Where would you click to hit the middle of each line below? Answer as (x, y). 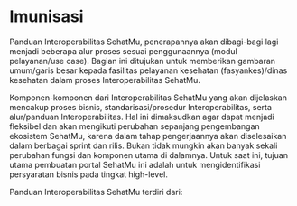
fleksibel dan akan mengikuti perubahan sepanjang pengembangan (135, 126)
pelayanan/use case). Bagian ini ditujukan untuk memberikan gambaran (143, 61)
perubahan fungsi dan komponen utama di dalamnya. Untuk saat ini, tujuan (149, 154)
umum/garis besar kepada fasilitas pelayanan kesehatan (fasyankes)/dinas (148, 70)
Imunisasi (46, 17)
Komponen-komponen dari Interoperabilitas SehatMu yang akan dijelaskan (148, 98)
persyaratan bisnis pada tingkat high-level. (89, 174)
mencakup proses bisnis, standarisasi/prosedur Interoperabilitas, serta (141, 107)
